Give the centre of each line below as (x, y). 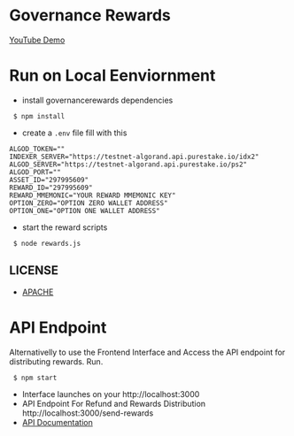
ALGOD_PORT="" (35, 172)
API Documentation (57, 422)
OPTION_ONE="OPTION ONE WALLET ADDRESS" (85, 210)
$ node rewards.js (47, 243)
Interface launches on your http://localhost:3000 (111, 394)
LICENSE (34, 271)
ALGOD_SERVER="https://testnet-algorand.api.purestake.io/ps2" (128, 164)
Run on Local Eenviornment (112, 76)
